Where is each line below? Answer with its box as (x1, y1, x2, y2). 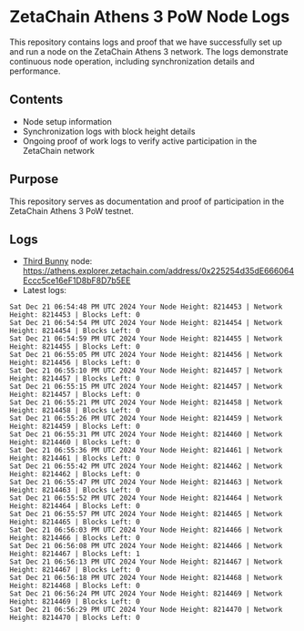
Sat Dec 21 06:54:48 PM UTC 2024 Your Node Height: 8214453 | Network (9, 302, 283, 311)
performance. (9, 66, 61, 76)
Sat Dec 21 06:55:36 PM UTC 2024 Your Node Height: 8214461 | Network (9, 446, 283, 455)
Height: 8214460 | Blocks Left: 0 (9, 438, 141, 447)
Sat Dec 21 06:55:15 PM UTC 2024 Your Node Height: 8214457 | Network (9, 382, 283, 392)
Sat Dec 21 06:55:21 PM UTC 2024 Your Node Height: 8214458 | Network (9, 398, 283, 407)
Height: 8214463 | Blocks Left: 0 (9, 485, 141, 495)
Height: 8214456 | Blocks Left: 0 (9, 358, 141, 368)
